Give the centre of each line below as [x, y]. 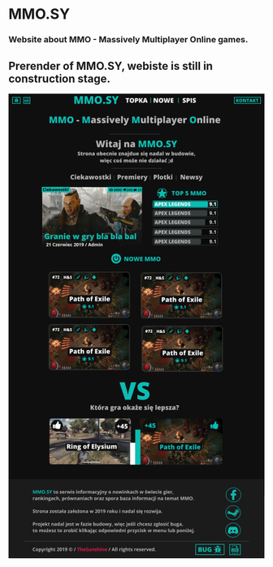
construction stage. [60, 78]
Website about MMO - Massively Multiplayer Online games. [128, 40]
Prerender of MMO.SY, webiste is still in [111, 66]
